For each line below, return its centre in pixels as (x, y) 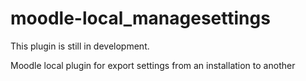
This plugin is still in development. (80, 46)
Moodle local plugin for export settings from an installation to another (153, 65)
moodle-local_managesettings (140, 18)
